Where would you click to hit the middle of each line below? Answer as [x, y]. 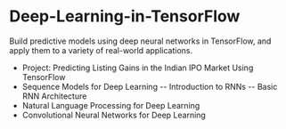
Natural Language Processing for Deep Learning [111, 105]
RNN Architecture [54, 96]
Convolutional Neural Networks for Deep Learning [114, 115]
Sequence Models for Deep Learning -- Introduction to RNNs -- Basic [150, 86]
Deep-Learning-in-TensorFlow [125, 16]
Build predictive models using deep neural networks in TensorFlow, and [140, 41]
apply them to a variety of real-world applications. [101, 50]
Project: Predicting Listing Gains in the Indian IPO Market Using [138, 68]
